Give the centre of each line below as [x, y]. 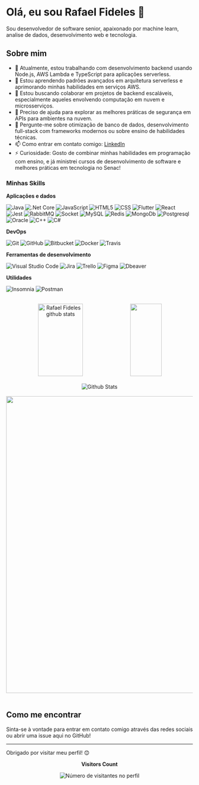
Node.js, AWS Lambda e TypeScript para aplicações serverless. [92, 74]
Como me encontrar [44, 715]
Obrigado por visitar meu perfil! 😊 [48, 752]
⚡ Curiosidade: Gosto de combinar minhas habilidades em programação [102, 153]
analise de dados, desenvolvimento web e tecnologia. [72, 34]
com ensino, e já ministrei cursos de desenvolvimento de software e [98, 161]
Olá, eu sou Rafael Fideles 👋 [76, 12]
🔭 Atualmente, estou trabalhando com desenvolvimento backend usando [103, 68]
